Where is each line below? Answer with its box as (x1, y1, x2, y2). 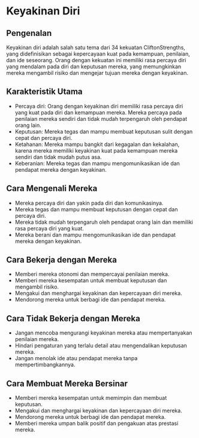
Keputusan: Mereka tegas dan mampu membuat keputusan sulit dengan (14, 127, 193, 135)
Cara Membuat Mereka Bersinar (6, 378, 128, 388)
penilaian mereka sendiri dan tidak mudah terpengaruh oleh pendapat (14, 115, 188, 122)
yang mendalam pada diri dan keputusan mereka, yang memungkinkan (6, 63, 182, 70)
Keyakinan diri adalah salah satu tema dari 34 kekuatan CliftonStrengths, (6, 44, 186, 51)
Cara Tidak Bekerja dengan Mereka (6, 313, 141, 324)
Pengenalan (6, 28, 52, 38)
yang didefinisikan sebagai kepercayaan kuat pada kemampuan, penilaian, (6, 50, 191, 57)
